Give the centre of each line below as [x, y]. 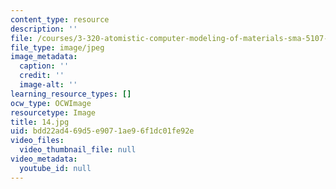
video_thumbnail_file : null [78, 150]
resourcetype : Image [53, 112]
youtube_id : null [55, 168]
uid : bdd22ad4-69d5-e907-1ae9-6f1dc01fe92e [102, 131]
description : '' [44, 29]
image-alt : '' [48, 85]
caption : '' [44, 66]
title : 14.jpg [40, 122]
